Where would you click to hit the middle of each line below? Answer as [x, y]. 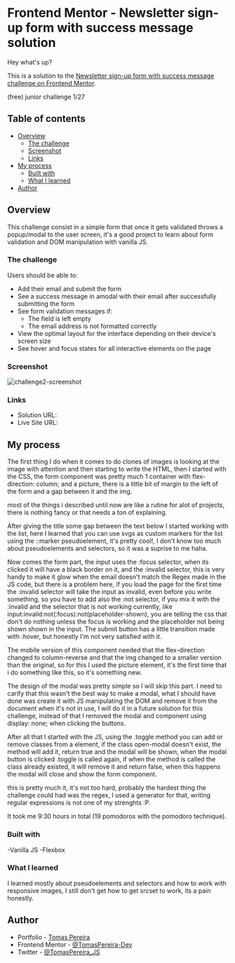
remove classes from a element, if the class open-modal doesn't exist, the [114, 744]
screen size [34, 341]
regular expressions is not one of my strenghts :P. [79, 803]
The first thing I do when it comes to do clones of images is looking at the [113, 462]
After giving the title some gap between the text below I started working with [118, 526]
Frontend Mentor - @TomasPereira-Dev [75, 944]
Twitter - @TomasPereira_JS [59, 952]
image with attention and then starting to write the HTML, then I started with [117, 469]
